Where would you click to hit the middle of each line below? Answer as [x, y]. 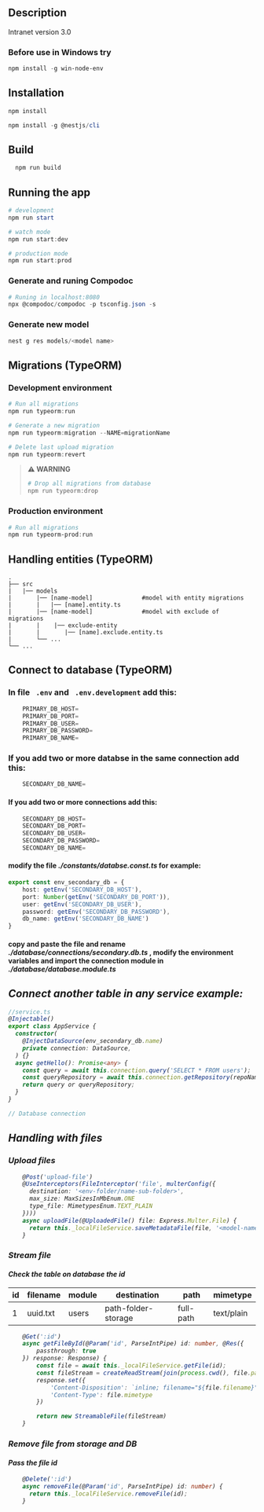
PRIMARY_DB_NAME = [51, 738]
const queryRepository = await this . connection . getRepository [126, 1077]
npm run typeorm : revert [47, 454]
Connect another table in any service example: [126, 994]
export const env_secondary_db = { [66, 883]
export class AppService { [52, 1026]
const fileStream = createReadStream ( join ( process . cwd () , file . [144, 1373]
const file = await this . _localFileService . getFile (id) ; [131, 1366]
